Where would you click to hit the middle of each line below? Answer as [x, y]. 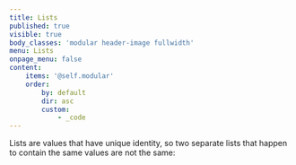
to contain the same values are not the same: [92, 152]
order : [38, 84]
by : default [64, 92]
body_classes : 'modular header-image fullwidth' [102, 43]
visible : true [36, 34]
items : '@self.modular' [70, 76]
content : [26, 68]
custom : [56, 109]
